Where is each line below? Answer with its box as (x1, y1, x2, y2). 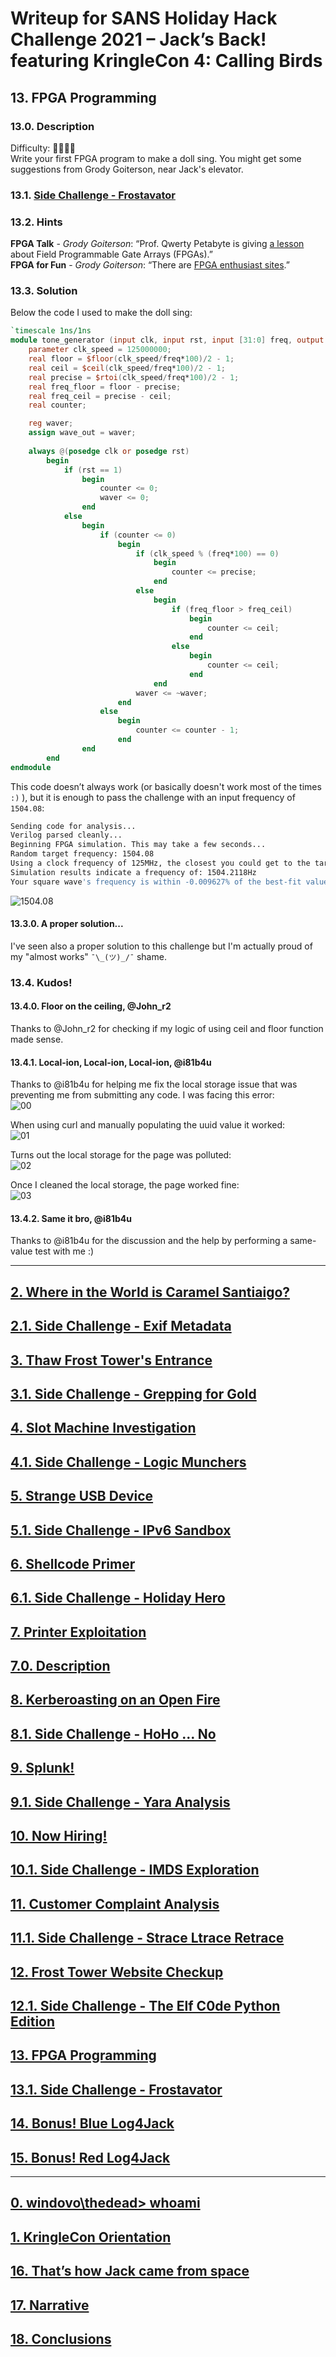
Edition (10, 2013, 56, 2030)
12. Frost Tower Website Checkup (10, 1963, 224, 1981)
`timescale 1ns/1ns (10, 326, 92, 336)
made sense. (10, 1033, 64, 1045)
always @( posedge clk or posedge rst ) (28, 446, 190, 456)
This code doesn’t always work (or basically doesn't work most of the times (10, 780, 322, 792)
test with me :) (34, 1245, 95, 1257)
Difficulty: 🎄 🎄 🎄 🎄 (10, 142, 77, 154)
